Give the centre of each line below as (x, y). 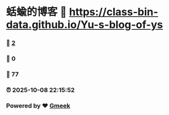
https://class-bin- (114, 12)
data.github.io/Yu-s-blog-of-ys (84, 25)
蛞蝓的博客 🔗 (37, 12)
